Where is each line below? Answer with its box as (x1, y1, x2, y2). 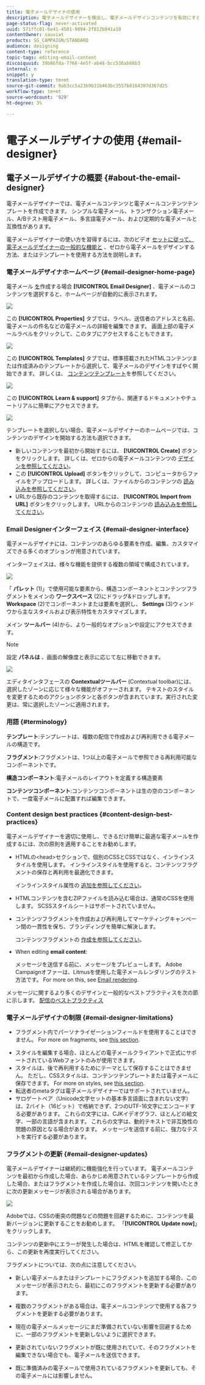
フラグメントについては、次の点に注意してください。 (6, 1261, 140, 1269)
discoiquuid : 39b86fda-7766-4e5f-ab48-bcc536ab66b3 (6, 60, 140, 66)
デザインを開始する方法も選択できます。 (32, 434, 134, 441)
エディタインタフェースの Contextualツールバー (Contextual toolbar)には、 (6, 678, 195, 685)
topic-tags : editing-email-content (6, 54, 97, 61)
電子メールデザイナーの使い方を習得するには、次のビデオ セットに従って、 (6, 235, 195, 243)
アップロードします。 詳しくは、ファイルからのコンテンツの (31, 478, 182, 485)
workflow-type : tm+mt (6, 89, 62, 95)
